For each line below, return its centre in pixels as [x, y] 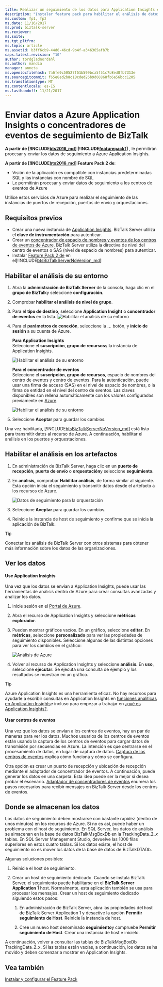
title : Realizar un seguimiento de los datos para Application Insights [80, 9]
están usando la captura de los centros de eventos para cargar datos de [77, 741]
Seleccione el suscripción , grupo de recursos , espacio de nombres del [84, 374]
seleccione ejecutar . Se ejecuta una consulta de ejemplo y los [74, 669]
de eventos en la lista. [34, 316]
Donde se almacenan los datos [52, 807]
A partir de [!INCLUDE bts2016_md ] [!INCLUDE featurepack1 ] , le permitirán [81, 149]
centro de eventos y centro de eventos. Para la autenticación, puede [80, 380]
